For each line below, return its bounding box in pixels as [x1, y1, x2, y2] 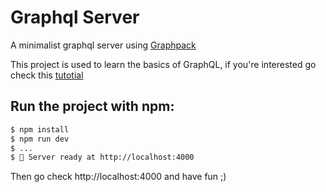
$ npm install [10, 124, 70, 135]
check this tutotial [10, 69, 84, 81]
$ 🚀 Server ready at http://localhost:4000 [10, 152, 195, 163]
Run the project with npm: [10, 98, 175, 115]
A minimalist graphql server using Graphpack [10, 39, 197, 51]
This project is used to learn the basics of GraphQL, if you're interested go [10, 58, 317, 70]
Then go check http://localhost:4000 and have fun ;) [10, 171, 227, 183]
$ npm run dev [10, 134, 70, 144]
